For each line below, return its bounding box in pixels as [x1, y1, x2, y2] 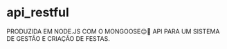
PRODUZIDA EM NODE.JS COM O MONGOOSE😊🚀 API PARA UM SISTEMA [6, 27, 220, 35]
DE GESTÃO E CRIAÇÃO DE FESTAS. [6, 34, 110, 42]
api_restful [6, 5, 70, 20]
